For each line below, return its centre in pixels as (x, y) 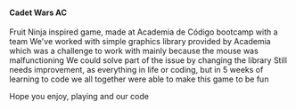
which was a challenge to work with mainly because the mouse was (134, 51)
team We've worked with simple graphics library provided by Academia (140, 42)
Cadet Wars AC (38, 12)
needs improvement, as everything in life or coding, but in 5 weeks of (136, 70)
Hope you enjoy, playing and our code (79, 97)
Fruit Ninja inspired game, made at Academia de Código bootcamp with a (144, 32)
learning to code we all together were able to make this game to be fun (139, 79)
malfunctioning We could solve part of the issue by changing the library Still (148, 60)
